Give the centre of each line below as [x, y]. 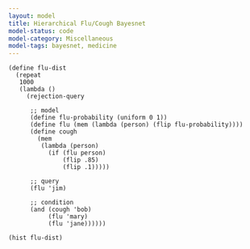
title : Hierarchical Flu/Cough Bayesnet [77, 23]
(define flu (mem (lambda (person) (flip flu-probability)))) [136, 125]
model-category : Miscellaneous [61, 38]
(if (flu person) [77, 153]
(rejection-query [55, 97]
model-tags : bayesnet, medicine [62, 46]
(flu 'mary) [68, 217]
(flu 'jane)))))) [77, 224]
